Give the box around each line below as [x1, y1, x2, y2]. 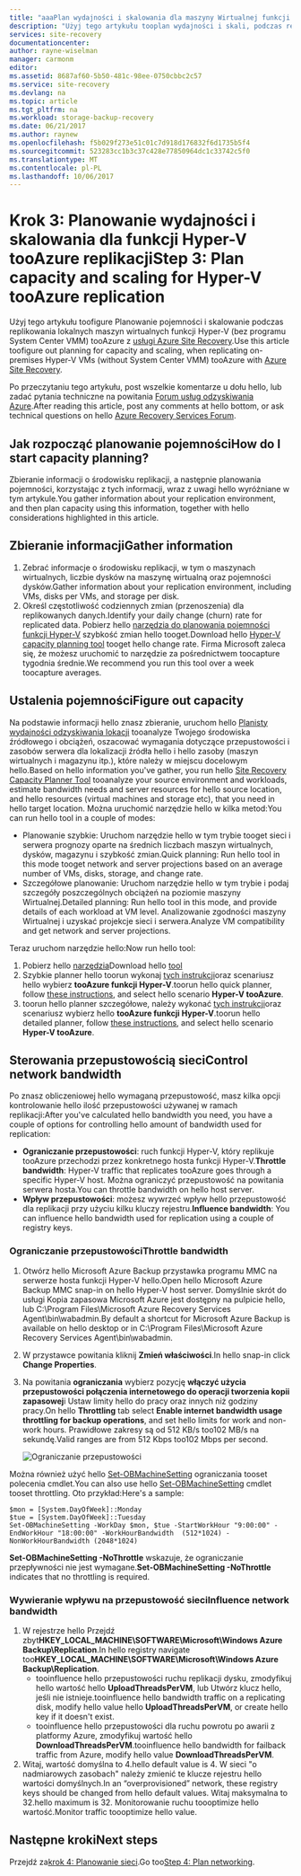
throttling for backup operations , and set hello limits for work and [21, 1414, 267, 1425]
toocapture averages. [21, 666, 102, 678]
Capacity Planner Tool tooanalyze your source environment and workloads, [9, 774, 288, 785]
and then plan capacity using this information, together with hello [9, 503, 250, 513]
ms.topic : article [9, 96, 78, 106]
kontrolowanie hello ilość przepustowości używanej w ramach [9, 1100, 238, 1111]
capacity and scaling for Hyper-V [9, 268, 262, 288]
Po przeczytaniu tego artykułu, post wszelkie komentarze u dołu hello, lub [9, 382, 282, 392]
